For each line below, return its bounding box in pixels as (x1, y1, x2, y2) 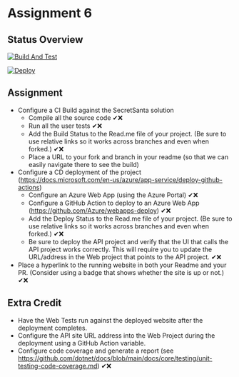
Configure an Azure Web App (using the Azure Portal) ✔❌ (28, 191, 198, 199)
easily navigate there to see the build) (28, 160, 139, 169)
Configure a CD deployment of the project (17, 168, 141, 176)
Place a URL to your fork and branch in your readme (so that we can (28, 152, 229, 161)
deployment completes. (17, 323, 88, 332)
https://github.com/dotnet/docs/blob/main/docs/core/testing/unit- (17, 353, 213, 362)
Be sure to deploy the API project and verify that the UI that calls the (28, 237, 229, 246)
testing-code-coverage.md (17, 361, 98, 370)
